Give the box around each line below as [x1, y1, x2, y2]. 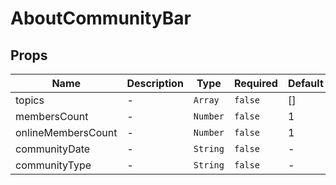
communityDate [15, 142, 91, 156]
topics [15, 93, 45, 107]
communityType [15, 158, 92, 172]
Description [126, 77, 184, 90]
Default [287, 77, 324, 90]
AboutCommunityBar [10, 7, 192, 30]
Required [233, 77, 278, 90]
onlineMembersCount [15, 126, 118, 139]
